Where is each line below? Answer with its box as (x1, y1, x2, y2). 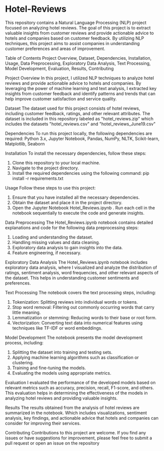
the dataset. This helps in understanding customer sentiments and (5, 275, 139, 281)
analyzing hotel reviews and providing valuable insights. (5, 395, 118, 401)
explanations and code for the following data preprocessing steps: (5, 224, 139, 231)
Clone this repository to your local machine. (12, 160, 100, 166)
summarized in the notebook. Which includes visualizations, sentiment (5, 410, 147, 416)
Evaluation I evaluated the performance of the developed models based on (5, 380, 156, 385)
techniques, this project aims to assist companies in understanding (5, 40, 140, 46)
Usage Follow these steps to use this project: (5, 185, 96, 190)
